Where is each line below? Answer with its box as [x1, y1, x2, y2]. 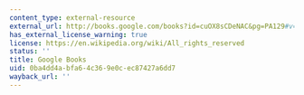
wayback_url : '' [9, 72, 71, 81]
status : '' [9, 47, 51, 56]
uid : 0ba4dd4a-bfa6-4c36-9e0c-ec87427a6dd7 [9, 64, 176, 73]
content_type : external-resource [9, 13, 136, 23]
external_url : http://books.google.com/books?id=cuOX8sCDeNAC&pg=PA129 [9, 22, 285, 31]
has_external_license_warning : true [9, 30, 147, 39]
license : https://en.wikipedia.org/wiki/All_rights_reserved [9, 38, 245, 48]
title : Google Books [9, 55, 88, 64]
